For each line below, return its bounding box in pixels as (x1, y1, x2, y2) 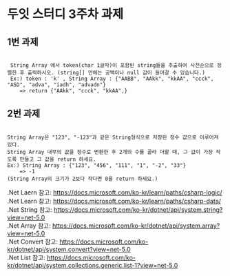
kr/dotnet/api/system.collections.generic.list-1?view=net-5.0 (7, 261, 178, 269)
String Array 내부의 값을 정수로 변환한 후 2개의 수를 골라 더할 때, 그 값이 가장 (7, 148, 213, 155)
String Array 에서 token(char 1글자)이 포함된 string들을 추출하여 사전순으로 (10, 62, 214, 69)
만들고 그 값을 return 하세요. (19, 156, 96, 163)
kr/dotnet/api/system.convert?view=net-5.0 (7, 245, 131, 253)
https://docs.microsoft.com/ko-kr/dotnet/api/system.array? (52, 221, 220, 230)
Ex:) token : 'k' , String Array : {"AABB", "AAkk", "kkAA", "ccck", (10, 75, 214, 82)
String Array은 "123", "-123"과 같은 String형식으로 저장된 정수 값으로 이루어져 (7, 134, 219, 141)
